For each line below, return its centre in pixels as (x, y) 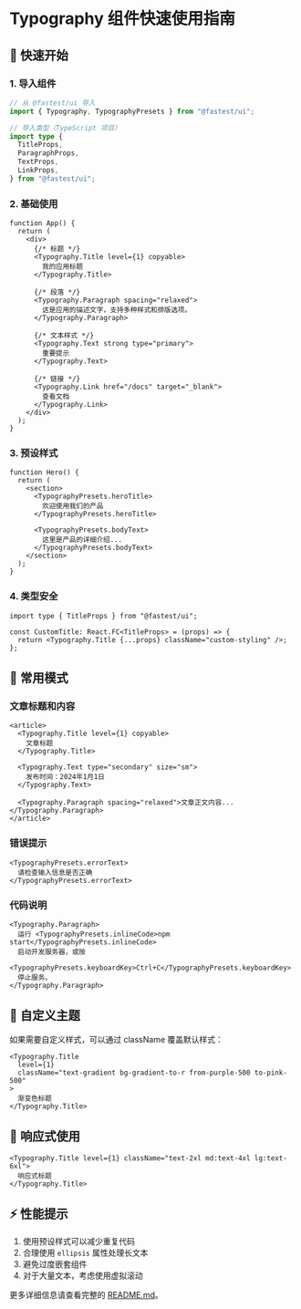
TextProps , (38, 162)
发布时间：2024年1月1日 (65, 777)
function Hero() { (44, 473)
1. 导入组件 (33, 83)
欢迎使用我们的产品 (73, 506)
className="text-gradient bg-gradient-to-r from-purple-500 (134, 1073)
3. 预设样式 (34, 452)
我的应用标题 (63, 267)
